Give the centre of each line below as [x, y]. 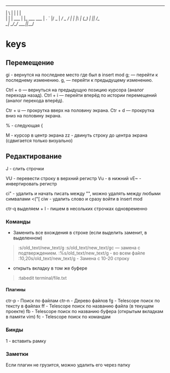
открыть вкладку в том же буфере [50, 268]
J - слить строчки [25, 168]
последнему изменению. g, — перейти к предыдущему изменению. [79, 80]
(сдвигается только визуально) [39, 141]
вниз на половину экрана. [34, 116]
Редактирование [34, 157]
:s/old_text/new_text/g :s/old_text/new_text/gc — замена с [79, 248]
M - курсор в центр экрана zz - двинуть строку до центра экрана [77, 135]
